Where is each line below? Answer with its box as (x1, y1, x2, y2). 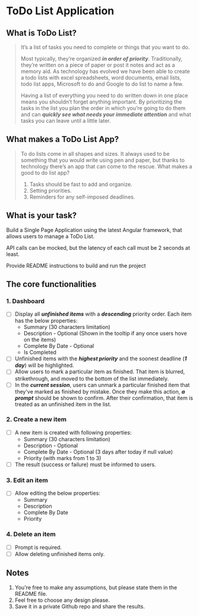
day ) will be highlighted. (14, 362, 74, 369)
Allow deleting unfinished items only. (14, 550, 105, 557)
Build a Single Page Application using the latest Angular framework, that (6, 226, 182, 233)
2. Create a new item (6, 415, 67, 423)
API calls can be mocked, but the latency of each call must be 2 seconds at (6, 244, 190, 251)
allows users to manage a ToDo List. (6, 232, 95, 240)
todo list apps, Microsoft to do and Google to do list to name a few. (20, 80, 184, 87)
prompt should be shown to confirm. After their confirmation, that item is (14, 394, 193, 401)
